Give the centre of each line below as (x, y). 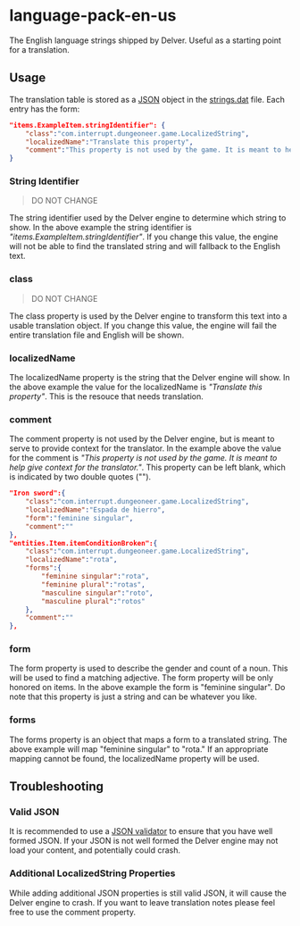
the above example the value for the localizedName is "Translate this (136, 387)
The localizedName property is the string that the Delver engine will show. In (150, 378)
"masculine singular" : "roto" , (97, 593)
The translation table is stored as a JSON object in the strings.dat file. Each (147, 99)
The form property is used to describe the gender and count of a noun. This (149, 668)
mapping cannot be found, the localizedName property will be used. (134, 758)
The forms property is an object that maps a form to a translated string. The (148, 739)
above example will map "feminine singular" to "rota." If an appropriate (139, 749)
